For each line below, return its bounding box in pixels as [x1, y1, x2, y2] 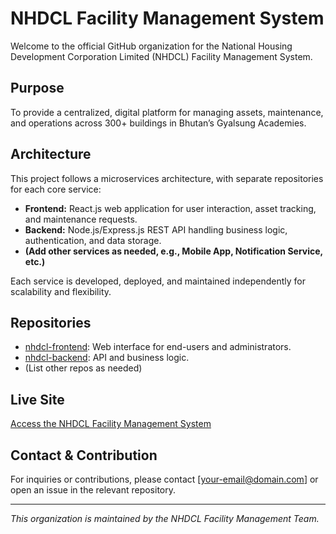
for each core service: [10, 183, 102, 195]
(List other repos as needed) [24, 362, 143, 374]
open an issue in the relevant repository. [10, 484, 177, 496]
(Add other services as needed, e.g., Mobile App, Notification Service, [24, 245, 323, 257]
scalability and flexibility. [10, 285, 112, 297]
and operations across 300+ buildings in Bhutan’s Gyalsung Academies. [10, 117, 307, 129]
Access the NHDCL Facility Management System [10, 418, 212, 430]
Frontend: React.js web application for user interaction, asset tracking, [24, 202, 317, 214]
